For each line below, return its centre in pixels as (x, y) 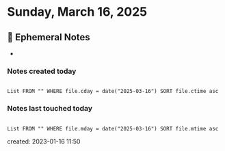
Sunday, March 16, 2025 (77, 12)
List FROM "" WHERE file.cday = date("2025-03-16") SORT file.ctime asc (113, 92)
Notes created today (42, 71)
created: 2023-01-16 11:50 (44, 141)
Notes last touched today (50, 109)
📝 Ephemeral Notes (49, 37)
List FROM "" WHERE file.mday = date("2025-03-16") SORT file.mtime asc (113, 128)
